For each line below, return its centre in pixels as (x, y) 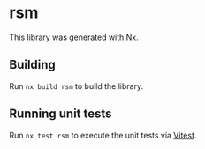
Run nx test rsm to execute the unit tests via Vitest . (103, 135)
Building (32, 65)
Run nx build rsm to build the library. (76, 86)
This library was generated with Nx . (74, 37)
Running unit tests (61, 114)
